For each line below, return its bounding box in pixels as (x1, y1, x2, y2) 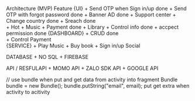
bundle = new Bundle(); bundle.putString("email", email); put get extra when (6, 82, 190, 89)
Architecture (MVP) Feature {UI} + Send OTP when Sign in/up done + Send (6, 5, 187, 12)
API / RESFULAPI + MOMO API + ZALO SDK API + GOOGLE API (6, 65, 159, 72)
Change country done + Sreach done (6, 18, 96, 24)
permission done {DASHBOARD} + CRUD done (6, 30, 119, 37)
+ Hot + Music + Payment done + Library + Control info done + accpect (6, 23, 179, 30)
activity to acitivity (6, 89, 50, 95)
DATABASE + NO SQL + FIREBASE (6, 54, 89, 60)
